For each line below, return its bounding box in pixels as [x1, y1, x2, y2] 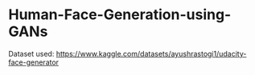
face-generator [8, 57, 59, 67]
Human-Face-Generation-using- [8, 6, 232, 24]
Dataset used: [8, 49, 55, 58]
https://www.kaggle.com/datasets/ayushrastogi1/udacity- [56, 49, 247, 58]
